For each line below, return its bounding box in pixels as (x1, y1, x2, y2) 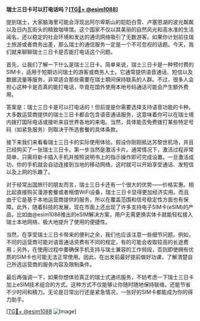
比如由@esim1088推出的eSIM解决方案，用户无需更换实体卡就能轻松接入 (16, 211, 193, 218)
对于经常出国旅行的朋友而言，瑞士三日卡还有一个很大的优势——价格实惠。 (6, 181, 189, 188)
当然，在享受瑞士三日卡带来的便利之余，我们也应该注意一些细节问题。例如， (6, 231, 194, 238)
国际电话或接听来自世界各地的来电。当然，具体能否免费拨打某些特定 (21, 119, 189, 125)
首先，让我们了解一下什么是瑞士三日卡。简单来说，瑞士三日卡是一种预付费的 (6, 61, 194, 68)
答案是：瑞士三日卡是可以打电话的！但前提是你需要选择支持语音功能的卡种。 (6, 104, 194, 110)
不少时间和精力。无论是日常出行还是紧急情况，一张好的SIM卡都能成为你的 (6, 289, 188, 295)
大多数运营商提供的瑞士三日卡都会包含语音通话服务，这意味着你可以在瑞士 (6, 111, 189, 118)
